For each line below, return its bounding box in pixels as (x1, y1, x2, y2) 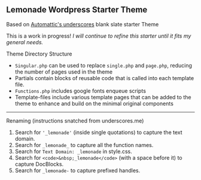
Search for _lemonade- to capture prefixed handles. (14, 167, 141, 174)
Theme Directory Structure (6, 50, 72, 57)
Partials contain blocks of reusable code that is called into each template (14, 74, 194, 81)
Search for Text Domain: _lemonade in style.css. (14, 148, 133, 155)
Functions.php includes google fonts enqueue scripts (14, 87, 147, 94)
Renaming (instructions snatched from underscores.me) (6, 117, 144, 124)
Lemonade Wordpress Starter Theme (6, 5, 148, 15)
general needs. (6, 38, 44, 45)
